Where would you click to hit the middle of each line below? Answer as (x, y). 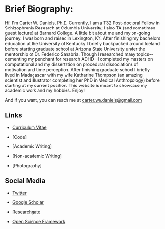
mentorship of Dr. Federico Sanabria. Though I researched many (70, 54)
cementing (16, 59)
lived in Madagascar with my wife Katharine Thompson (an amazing (74, 75)
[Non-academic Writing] (37, 156)
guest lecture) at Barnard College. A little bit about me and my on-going (78, 33)
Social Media (25, 181)
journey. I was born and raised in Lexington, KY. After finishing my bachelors (83, 38)
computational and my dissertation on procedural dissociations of (72, 64)
